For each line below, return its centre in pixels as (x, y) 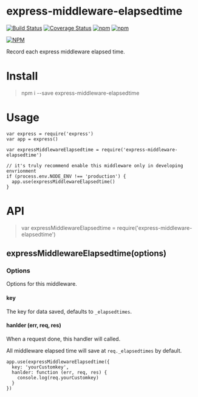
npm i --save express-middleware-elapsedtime (80, 93)
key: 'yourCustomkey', (40, 367)
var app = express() (32, 139)
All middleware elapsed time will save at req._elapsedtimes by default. (94, 350)
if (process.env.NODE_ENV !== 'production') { (66, 176)
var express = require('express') (50, 134)
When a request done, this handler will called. (63, 339)
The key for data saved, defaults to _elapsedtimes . (69, 311)
